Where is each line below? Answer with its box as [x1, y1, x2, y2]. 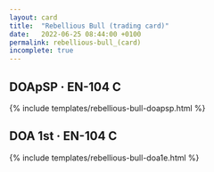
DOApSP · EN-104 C [9, 79, 122, 94]
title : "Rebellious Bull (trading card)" [9, 21, 169, 30]
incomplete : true [9, 46, 74, 55]
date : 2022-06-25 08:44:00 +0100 [9, 29, 142, 38]
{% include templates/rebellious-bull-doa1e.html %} [9, 152, 200, 163]
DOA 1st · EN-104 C [9, 128, 118, 143]
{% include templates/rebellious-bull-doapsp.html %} [9, 102, 206, 113]
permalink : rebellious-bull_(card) [9, 37, 142, 47]
